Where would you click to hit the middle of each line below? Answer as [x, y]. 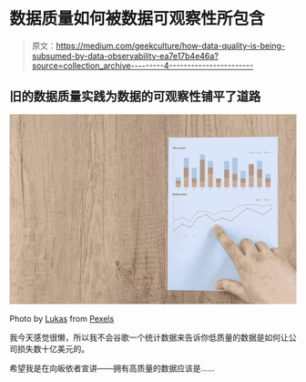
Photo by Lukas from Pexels [62, 319]
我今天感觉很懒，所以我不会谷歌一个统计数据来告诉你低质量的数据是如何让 [149, 337]
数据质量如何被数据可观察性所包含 [138, 19]
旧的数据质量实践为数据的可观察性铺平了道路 [135, 97]
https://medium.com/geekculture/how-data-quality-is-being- [170, 46]
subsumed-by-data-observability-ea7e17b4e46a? [125, 56]
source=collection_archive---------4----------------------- [143, 66]
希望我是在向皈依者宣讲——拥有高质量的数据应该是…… [112, 368]
